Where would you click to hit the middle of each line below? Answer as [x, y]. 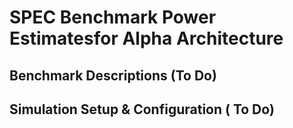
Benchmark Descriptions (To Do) [113, 75]
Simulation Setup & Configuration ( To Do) [142, 109]
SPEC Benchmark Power [113, 17]
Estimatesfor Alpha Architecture [146, 38]
